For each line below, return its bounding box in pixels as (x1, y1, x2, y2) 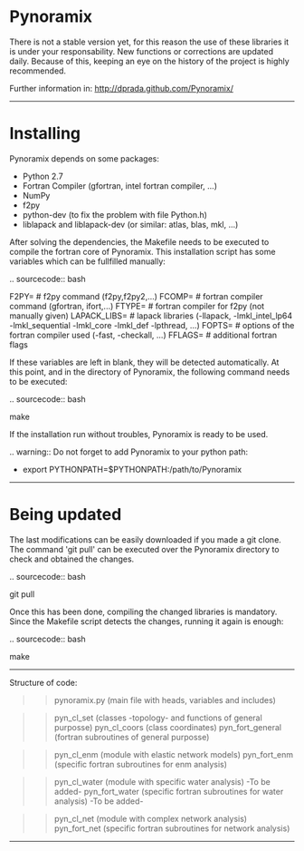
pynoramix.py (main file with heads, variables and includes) (53, 694, 276, 705)
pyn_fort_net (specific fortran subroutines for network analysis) (53, 823, 290, 834)
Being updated (9, 504, 122, 525)
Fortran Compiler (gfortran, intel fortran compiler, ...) (22, 180, 217, 191)
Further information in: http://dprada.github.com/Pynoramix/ (9, 83, 233, 93)
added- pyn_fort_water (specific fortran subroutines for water (53, 786, 284, 797)
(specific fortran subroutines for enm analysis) (53, 758, 228, 769)
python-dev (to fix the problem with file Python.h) (22, 209, 208, 220)
